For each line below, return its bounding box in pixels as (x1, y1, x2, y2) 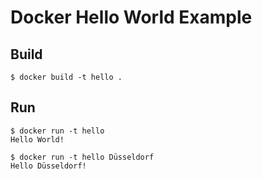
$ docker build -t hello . (10, 72, 123, 82)
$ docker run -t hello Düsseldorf (10, 152, 155, 162)
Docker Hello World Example (10, 6, 253, 29)
